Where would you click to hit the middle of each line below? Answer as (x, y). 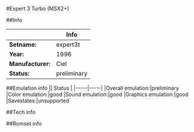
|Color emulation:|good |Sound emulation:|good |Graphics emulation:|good (97, 94)
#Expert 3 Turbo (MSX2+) (38, 9)
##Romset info (24, 123)
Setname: (23, 45)
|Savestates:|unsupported (38, 101)
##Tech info (21, 112)
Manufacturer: (30, 64)
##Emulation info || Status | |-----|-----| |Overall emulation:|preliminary (93, 88)
